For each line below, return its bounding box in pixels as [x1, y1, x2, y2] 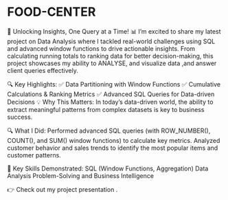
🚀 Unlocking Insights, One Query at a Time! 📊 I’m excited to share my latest [7, 27, 221, 35]
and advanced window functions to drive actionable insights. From [7, 44, 196, 52]
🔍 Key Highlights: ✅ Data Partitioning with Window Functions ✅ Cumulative [7, 80, 221, 88]
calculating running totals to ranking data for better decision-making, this [7, 52, 214, 60]
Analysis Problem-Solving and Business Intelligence [7, 171, 155, 179]
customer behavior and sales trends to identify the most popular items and [7, 144, 218, 152]
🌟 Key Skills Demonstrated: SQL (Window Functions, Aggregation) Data [7, 164, 209, 173]
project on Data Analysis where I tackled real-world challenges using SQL [7, 37, 216, 45]
